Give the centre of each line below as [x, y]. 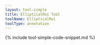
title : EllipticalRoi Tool [33, 14]
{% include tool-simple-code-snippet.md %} [50, 38]
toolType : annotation [27, 23]
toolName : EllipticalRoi [30, 19]
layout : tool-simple [26, 10]
